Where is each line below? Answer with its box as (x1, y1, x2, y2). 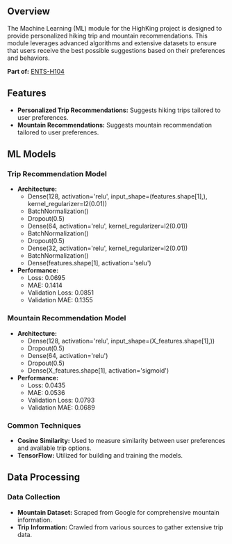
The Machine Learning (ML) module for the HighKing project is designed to (7, 24, 222, 32)
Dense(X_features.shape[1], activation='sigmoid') (27, 366, 169, 375)
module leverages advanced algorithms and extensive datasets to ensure (7, 38, 217, 47)
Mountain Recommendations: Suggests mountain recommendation (17, 121, 213, 129)
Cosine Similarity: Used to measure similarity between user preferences (17, 436, 226, 444)
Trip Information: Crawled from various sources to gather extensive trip (17, 522, 224, 531)
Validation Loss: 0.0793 (27, 396, 95, 404)
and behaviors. (7, 54, 50, 62)
